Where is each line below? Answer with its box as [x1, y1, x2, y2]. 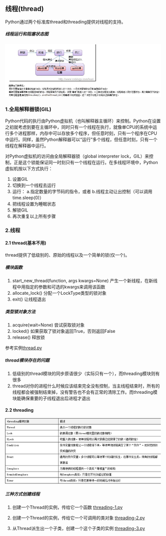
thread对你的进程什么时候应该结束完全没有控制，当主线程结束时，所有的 [12, 383, 160, 389]
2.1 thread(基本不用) [5, 240, 46, 246]
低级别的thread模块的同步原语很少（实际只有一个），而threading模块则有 [12, 371, 160, 376]
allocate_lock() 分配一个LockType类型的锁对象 [12, 290, 107, 296]
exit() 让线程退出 [12, 296, 46, 302]
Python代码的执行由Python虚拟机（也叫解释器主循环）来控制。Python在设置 [5, 118, 161, 124]
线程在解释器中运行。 [5, 143, 48, 149]
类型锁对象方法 [5, 309, 36, 315]
